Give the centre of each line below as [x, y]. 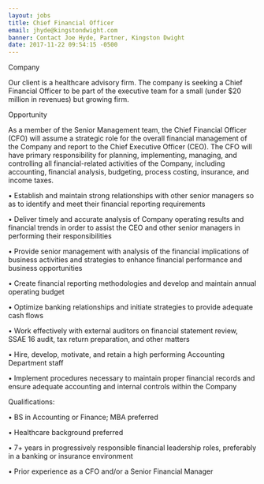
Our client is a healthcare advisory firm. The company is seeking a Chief [125, 83]
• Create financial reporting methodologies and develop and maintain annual [132, 283]
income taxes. [31, 180]
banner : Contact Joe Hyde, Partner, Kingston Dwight [97, 38]
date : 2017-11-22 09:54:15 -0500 [63, 45]
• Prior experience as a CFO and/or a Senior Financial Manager [111, 471]
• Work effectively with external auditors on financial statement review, [123, 331]
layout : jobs [30, 15]
